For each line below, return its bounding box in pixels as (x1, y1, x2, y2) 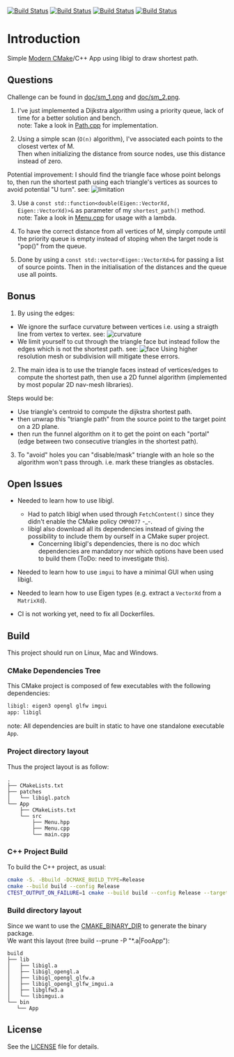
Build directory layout (7, 906, 82, 915)
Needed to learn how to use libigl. (17, 496, 115, 505)
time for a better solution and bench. (17, 114, 123, 122)
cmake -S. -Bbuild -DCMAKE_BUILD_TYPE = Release (7, 876, 145, 883)
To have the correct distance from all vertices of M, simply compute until (17, 227, 226, 235)
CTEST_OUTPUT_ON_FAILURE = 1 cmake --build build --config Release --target (7, 889, 229, 896)
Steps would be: (7, 394, 54, 402)
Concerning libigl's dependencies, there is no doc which (38, 540, 201, 548)
